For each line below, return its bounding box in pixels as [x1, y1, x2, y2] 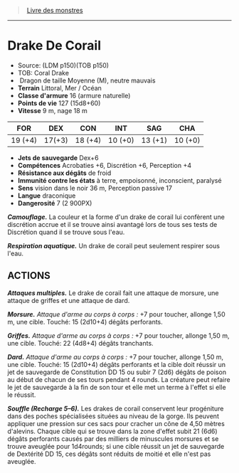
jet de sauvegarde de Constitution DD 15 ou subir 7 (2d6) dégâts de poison [7, 368, 226, 376]
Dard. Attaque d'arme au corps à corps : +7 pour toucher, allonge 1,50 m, [7, 352, 224, 361]
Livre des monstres [26, 6, 83, 14]
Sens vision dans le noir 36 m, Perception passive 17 [17, 184, 173, 192]
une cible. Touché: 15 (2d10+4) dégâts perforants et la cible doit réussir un [7, 360, 226, 368]
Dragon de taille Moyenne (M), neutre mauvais [19, 76, 156, 85]
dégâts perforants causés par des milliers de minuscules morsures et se [7, 434, 219, 443]
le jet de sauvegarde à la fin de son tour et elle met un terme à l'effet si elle [7, 383, 226, 391]
